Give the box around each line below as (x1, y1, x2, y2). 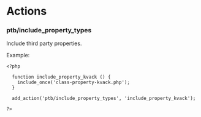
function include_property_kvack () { (12, 74, 112, 80)
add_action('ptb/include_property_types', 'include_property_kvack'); (12, 96, 196, 102)
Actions (6, 4, 47, 18)
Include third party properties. (6, 40, 82, 47)
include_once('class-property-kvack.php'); (17, 79, 131, 86)
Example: (6, 52, 30, 59)
